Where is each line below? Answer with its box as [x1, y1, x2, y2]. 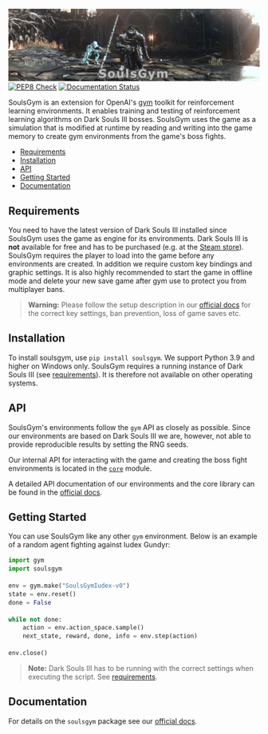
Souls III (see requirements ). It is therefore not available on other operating [8, 369, 253, 379]
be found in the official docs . [8, 487, 103, 497]
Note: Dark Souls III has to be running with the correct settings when [27, 663, 254, 673]
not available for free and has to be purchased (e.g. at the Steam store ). [8, 243, 245, 251]
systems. [8, 378, 38, 388]
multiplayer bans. [8, 285, 65, 294]
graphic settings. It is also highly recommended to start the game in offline [8, 268, 253, 277]
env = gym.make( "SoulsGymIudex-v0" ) [8, 582, 130, 590]
